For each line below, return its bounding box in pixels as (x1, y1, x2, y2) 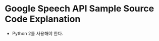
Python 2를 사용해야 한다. (12, 30, 64, 36)
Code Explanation (5, 13, 81, 25)
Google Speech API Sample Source (5, 3, 154, 14)
